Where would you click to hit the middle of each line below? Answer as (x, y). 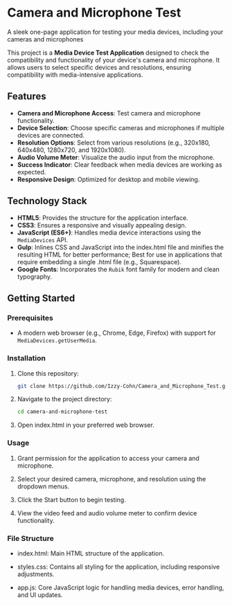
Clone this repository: (48, 373)
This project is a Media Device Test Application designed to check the (108, 53)
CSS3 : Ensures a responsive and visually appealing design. (102, 225)
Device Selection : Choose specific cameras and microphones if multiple (121, 128)
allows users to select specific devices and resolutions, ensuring (99, 67)
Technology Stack (47, 201)
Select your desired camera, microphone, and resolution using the (111, 479)
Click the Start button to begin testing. (71, 499)
